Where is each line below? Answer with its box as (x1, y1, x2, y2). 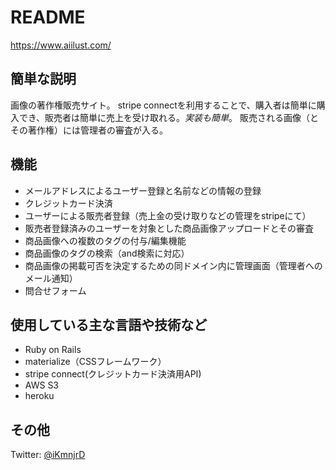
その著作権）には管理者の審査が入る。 (10, 124, 168, 136)
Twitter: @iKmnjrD (10, 449, 86, 461)
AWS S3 (24, 379, 60, 391)
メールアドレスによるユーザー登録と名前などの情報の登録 (24, 184, 262, 196)
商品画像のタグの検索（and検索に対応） (24, 247, 190, 259)
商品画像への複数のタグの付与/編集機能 (24, 234, 187, 246)
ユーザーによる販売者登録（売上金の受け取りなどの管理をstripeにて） (24, 209, 312, 221)
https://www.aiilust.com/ (10, 39, 112, 51)
